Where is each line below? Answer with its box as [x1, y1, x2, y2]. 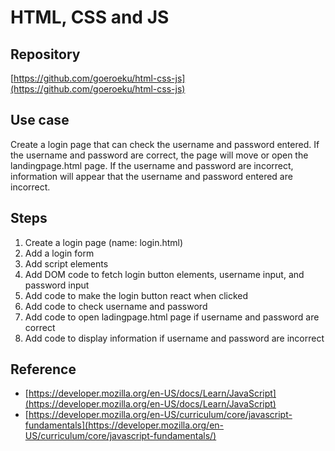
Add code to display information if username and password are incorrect [24, 332, 325, 344]
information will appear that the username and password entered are [10, 170, 293, 182]
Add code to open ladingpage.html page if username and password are [24, 311, 320, 323]
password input [24, 279, 90, 291]
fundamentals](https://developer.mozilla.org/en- [24, 419, 225, 431]
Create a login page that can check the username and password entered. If [10, 138, 320, 150]
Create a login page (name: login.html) [24, 236, 184, 248]
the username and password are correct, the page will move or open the [10, 149, 309, 161]
